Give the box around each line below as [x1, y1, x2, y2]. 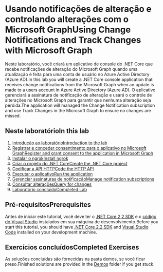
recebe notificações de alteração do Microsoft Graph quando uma [5, 66, 138, 72]
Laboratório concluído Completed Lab [12, 186, 87, 192]
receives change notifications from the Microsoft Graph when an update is [5, 81, 154, 87]
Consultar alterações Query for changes [12, 181, 92, 187]
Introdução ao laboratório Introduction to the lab [12, 140, 108, 146]
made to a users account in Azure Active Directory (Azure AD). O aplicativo [5, 87, 156, 93]
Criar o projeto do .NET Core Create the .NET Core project [12, 160, 128, 166]
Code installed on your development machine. [5, 229, 97, 235]
